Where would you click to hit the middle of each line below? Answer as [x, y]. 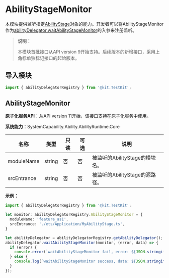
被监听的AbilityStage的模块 [124, 158]
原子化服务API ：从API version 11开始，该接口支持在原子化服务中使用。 [78, 116]
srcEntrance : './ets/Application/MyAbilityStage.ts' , [67, 224]
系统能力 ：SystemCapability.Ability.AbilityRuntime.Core [62, 127]
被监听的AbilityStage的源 [121, 175]
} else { [19, 257]
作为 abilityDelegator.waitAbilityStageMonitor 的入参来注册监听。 [71, 30]
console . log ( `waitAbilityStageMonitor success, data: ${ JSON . [81, 261]
